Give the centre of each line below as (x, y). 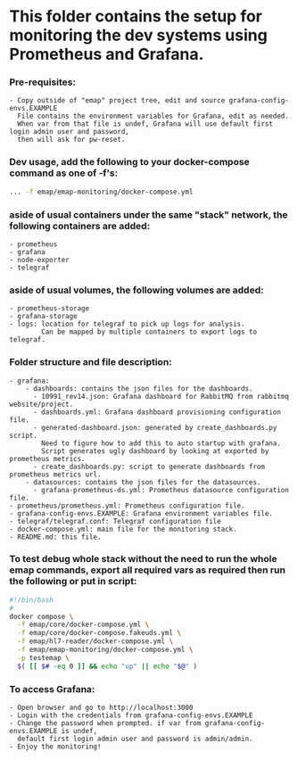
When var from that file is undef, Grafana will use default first (145, 124)
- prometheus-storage (50, 309)
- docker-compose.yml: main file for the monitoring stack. (124, 529)
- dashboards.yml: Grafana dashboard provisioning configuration (157, 412)
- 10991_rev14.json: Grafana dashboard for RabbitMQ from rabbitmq (161, 396)
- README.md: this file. (55, 537)
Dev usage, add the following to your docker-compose (129, 162)
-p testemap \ (43, 657)
